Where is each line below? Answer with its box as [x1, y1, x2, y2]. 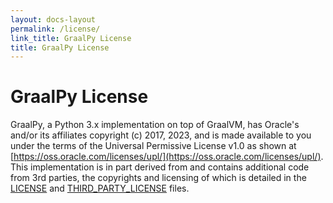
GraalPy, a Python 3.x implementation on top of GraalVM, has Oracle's [10, 119, 300, 131]
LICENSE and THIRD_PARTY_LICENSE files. [10, 182, 190, 195]
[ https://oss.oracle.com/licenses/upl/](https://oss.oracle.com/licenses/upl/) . [10, 151, 324, 163]
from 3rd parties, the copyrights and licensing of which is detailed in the [10, 172, 307, 184]
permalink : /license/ [10, 24, 101, 34]
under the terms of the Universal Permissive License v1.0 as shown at [10, 140, 297, 152]
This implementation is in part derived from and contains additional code [10, 161, 310, 173]
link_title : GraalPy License [10, 33, 132, 43]
